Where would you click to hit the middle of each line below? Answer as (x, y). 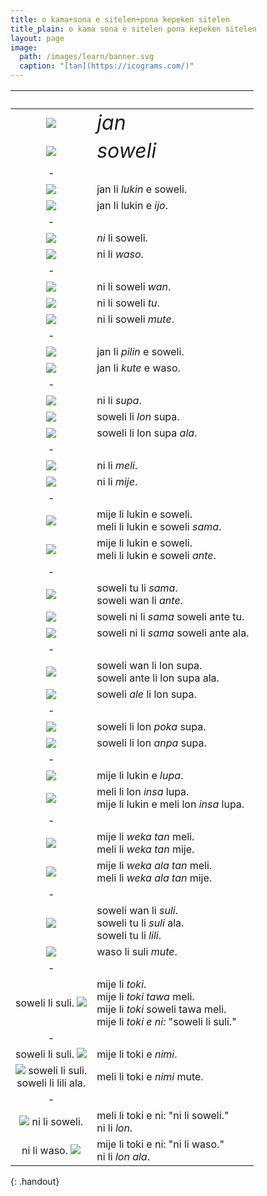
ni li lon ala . (123, 1156)
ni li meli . (117, 465)
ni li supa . (119, 400)
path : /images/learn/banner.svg (87, 57)
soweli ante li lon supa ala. (158, 678)
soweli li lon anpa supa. (151, 743)
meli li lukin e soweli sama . (159, 526)
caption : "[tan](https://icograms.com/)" (107, 66)
